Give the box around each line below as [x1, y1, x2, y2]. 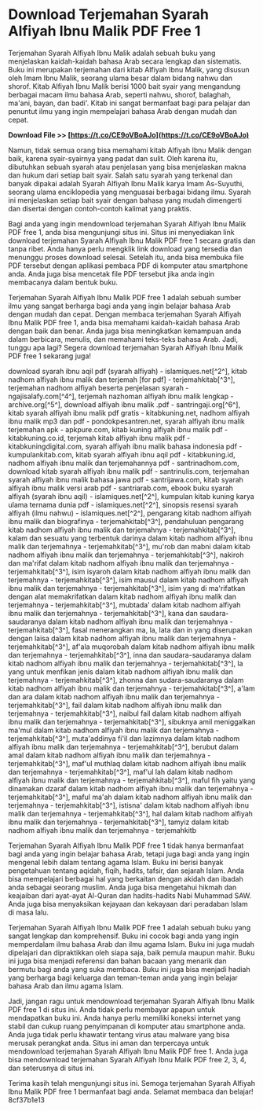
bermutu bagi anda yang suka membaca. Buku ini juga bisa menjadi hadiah [8, 964, 251, 973]
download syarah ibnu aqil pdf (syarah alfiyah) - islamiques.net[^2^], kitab [8, 366, 247, 376]
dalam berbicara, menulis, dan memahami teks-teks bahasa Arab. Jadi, [8, 334, 239, 343]
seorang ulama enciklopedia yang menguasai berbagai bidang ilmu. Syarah [8, 187, 251, 196]
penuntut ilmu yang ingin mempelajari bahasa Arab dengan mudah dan [8, 106, 237, 115]
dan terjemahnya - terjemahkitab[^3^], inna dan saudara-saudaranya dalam [8, 650, 252, 659]
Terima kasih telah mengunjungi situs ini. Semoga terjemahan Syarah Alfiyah [8, 1078, 256, 1087]
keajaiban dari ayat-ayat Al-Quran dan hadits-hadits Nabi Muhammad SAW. [8, 890, 252, 900]
